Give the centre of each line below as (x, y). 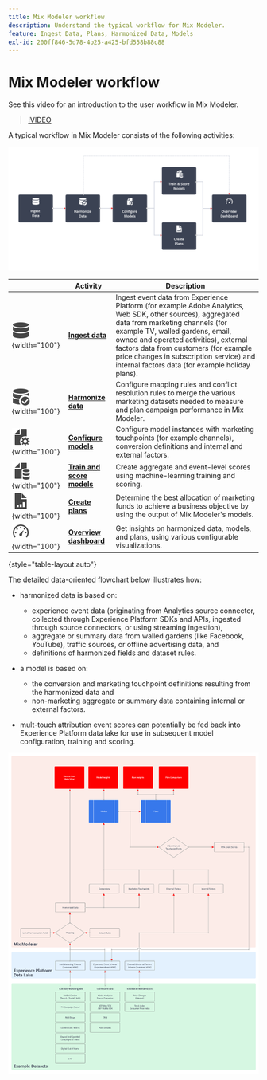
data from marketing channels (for (172, 322)
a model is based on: (54, 668)
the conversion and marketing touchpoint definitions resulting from (141, 683)
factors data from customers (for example (184, 348)
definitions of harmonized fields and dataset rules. (114, 653)
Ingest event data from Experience (172, 297)
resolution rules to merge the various (176, 393)
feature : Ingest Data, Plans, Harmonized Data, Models (101, 33)
